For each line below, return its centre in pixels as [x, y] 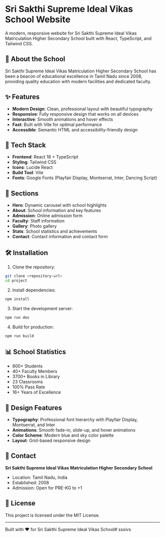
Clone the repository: [34, 267]
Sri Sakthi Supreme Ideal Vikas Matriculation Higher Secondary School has [81, 71]
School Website [38, 19]
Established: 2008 [30, 482]
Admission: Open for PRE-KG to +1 [47, 488]
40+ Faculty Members [35, 371]
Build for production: [33, 327]
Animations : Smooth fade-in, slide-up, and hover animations [74, 430]
